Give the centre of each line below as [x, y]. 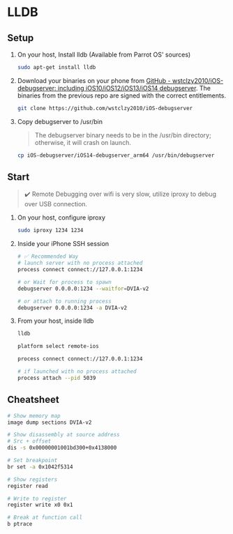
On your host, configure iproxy [61, 218]
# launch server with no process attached [80, 263]
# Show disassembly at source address [63, 435]
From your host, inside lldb [55, 321]
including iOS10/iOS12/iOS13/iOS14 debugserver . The [135, 88]
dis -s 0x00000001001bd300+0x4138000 [62, 448]
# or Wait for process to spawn [64, 282]
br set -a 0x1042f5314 [40, 467]
